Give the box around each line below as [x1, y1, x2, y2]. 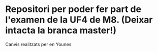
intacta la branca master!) [5, 25, 117, 36]
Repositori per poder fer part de [5, 3, 141, 15]
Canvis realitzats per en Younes [5, 41, 72, 47]
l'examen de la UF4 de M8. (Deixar [5, 14, 153, 25]
